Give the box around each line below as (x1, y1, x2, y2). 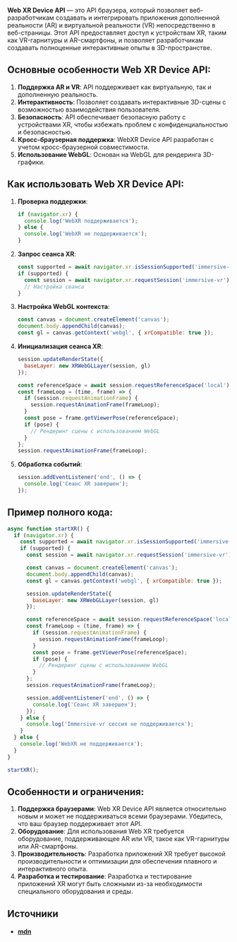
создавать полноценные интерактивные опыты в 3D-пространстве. (7, 44, 212, 52)
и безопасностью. (17, 127, 73, 136)
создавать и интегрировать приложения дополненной (55, 13, 220, 22)
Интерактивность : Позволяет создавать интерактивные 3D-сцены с (17, 98, 226, 106)
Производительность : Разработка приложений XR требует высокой (17, 849, 226, 858)
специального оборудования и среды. (17, 887, 133, 896)
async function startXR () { (7, 525, 90, 532)
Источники (7, 907, 59, 919)
